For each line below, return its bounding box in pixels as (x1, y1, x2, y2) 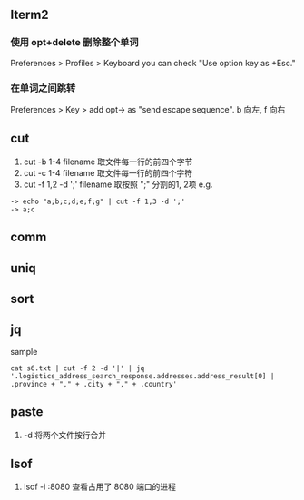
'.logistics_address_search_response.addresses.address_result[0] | (10, 371, 275, 380)
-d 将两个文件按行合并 (23, 429, 107, 440)
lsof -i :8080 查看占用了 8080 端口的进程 (23, 481, 176, 493)
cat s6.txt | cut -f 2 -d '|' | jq (10, 363, 145, 373)
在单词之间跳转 (10, 82, 76, 94)
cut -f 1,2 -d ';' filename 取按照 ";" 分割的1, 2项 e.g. (23, 179, 213, 190)
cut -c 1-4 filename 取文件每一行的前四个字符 (23, 167, 193, 178)
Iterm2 (10, 7, 49, 23)
